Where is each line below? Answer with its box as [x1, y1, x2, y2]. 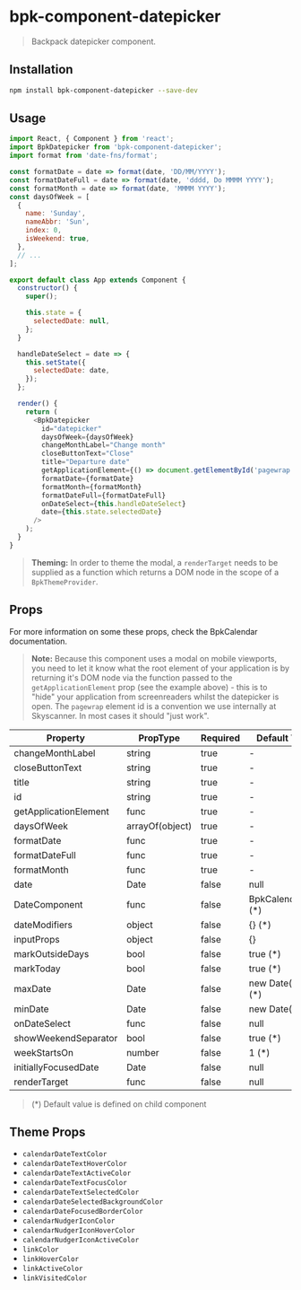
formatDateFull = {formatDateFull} [41, 491, 167, 500]
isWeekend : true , [25, 234, 90, 243]
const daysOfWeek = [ [9, 192, 90, 201]
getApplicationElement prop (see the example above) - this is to [30, 681, 268, 692]
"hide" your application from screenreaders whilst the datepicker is [30, 691, 279, 702]
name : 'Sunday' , [25, 209, 87, 218]
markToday [13, 962, 61, 975]
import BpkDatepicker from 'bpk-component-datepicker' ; [9, 143, 222, 152]
